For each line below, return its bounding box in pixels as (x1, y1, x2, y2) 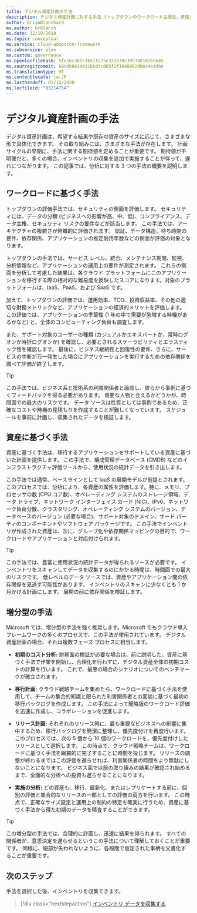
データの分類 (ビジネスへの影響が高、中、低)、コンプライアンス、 (26, 212, 186, 219)
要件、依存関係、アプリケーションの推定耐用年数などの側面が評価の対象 (6, 235, 181, 242)
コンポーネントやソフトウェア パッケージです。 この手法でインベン (21, 520, 183, 527)
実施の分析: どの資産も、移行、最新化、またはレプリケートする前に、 (14, 784, 182, 791)
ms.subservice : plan (6, 47, 57, 53)
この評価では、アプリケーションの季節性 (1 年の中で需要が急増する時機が (6, 311, 183, 318)
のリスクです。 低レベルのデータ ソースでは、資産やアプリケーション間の (6, 574, 183, 581)
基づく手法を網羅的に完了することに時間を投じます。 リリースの (30, 750, 185, 757)
